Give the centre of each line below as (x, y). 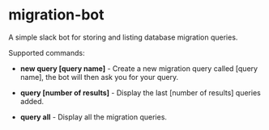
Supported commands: (47, 52)
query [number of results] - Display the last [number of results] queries (140, 92)
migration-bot (56, 15)
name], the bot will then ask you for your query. (99, 77)
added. (32, 101)
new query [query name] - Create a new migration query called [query (139, 68)
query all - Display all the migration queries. (94, 117)
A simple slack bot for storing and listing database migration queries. (123, 37)
